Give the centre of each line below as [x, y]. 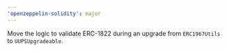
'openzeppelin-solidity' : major [54, 14]
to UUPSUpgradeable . [36, 41]
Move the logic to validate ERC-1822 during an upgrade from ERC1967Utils [114, 33]
